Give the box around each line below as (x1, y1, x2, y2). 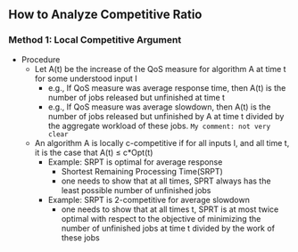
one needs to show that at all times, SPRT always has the (61, 175, 271, 186)
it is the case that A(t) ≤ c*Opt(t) (34, 147, 153, 158)
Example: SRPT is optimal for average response (47, 156, 223, 167)
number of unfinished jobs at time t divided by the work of (61, 223, 276, 233)
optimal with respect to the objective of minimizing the (61, 213, 261, 224)
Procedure (21, 53, 61, 65)
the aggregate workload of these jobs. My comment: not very (47, 120, 271, 131)
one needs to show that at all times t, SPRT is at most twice (61, 204, 279, 215)
